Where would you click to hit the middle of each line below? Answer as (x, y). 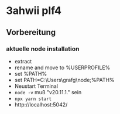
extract (23, 61)
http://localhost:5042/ (41, 104)
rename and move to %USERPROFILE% (62, 67)
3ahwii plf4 (34, 11)
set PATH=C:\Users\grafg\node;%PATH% (65, 80)
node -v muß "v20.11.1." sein (48, 92)
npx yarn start (33, 99)
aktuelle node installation (43, 49)
